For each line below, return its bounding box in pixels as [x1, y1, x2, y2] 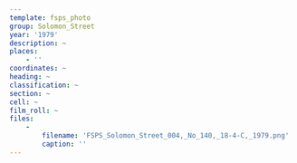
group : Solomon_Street [9, 22, 95, 31]
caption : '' [42, 139, 88, 149]
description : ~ [9, 38, 67, 48]
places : [9, 47, 39, 56]
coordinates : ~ [9, 64, 67, 73]
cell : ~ [9, 97, 39, 107]
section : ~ [9, 89, 51, 98]
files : [9, 114, 34, 123]
